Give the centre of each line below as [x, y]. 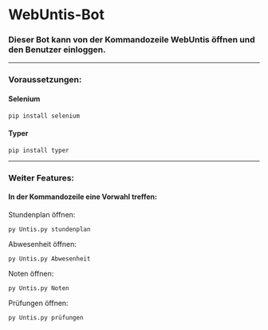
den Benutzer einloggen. [57, 50]
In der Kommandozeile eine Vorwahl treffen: [83, 197]
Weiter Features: [41, 177]
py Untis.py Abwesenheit [49, 258]
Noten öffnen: [31, 273]
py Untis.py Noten [39, 288]
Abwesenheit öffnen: [43, 244]
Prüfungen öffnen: [39, 303]
